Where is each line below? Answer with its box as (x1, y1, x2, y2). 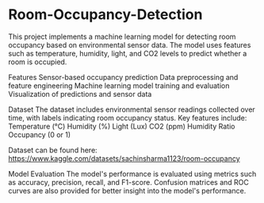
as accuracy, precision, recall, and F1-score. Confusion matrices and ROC (8, 177, 250, 187)
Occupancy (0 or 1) (8, 129, 71, 140)
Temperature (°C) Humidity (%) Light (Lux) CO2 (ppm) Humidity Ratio (8, 121, 235, 131)
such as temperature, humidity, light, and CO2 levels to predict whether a (8, 48, 247, 58)
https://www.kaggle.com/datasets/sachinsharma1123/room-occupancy (8, 153, 240, 163)
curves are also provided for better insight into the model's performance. (8, 186, 247, 195)
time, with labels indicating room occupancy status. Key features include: (8, 113, 247, 122)
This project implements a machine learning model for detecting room (8, 32, 236, 41)
